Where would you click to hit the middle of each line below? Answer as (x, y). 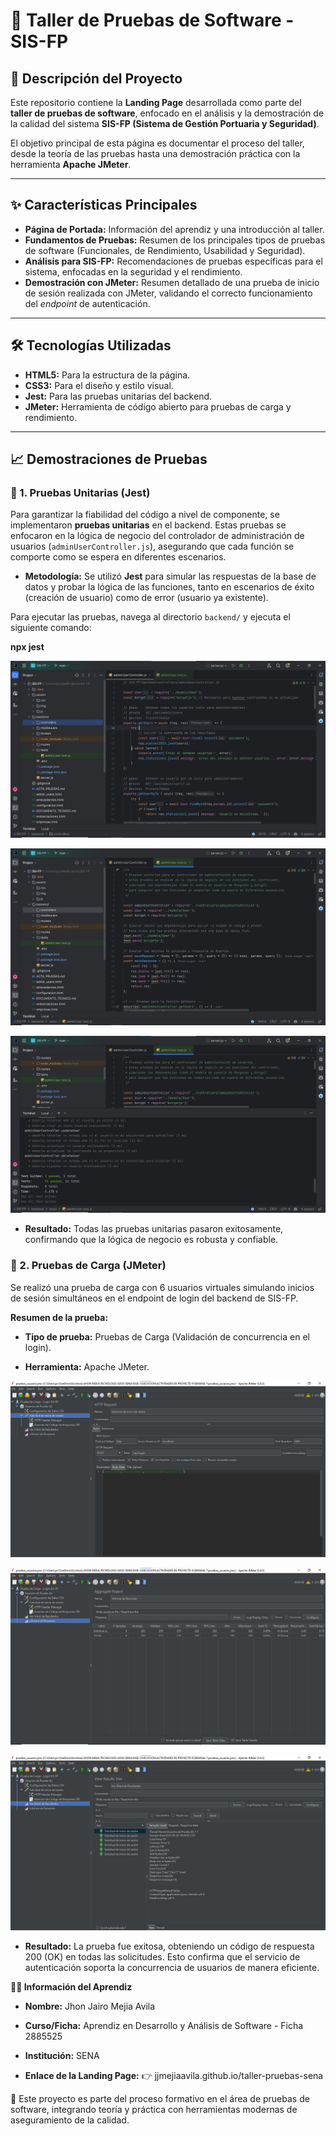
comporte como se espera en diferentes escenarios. (118, 557)
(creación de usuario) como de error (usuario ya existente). (146, 598)
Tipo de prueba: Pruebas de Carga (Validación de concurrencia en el (167, 1336)
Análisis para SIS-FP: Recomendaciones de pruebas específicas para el (173, 261)
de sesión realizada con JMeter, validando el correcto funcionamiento (168, 293)
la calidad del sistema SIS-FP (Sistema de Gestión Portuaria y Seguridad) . (165, 123)
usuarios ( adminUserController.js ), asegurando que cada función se (152, 546)
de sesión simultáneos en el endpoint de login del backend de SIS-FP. (154, 1298)
